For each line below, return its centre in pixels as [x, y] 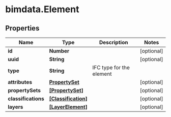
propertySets [24, 90]
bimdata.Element [42, 9]
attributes [20, 82]
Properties [22, 28]
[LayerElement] [68, 107]
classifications [26, 99]
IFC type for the [111, 67]
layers [16, 107]
